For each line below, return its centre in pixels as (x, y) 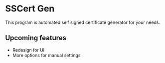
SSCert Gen (30, 9)
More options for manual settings (46, 55)
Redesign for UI (28, 50)
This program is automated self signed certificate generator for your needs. (83, 22)
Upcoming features (36, 38)
